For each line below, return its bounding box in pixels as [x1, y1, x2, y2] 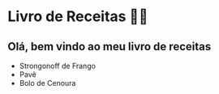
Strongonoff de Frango [19, 61, 97, 70]
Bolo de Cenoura [19, 79, 76, 88]
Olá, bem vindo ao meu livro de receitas [7, 40, 212, 53]
